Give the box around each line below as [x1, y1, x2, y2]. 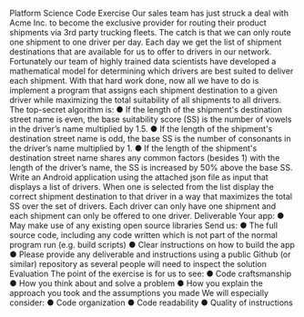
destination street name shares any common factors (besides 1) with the [9, 153, 280, 163]
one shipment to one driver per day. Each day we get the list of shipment [9, 36, 282, 47]
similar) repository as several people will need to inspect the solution [9, 259, 267, 269]
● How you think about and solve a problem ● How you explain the [9, 278, 264, 289]
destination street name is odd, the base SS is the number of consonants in [9, 134, 291, 144]
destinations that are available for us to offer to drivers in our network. [9, 46, 272, 57]
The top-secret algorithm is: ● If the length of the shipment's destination [9, 104, 282, 114]
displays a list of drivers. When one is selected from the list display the [9, 182, 275, 192]
